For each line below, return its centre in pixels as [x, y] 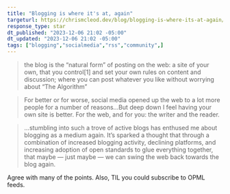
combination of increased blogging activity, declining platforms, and [120, 142]
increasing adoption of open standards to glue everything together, [118, 149]
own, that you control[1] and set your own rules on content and [112, 72]
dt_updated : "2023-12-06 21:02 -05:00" [64, 39]
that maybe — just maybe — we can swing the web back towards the [121, 157]
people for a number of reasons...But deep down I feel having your [118, 107]
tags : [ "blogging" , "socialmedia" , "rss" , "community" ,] [86, 45]
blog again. [40, 164]
